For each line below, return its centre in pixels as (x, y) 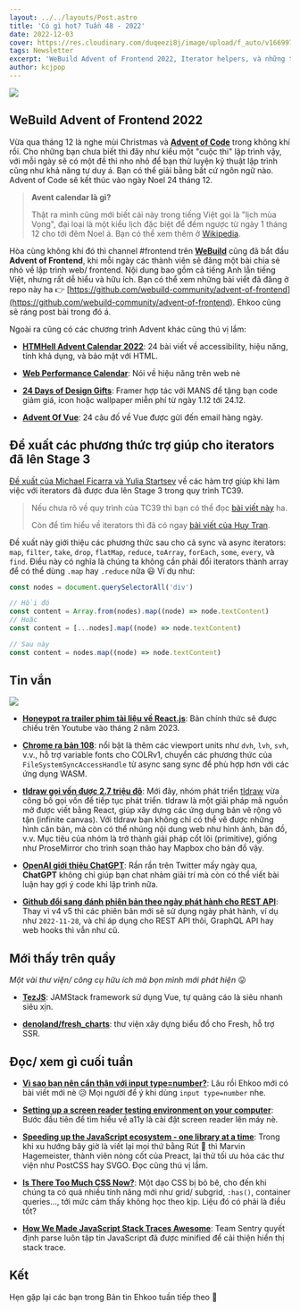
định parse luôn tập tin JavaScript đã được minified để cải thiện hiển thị (153, 1238)
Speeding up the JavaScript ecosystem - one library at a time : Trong (151, 1137)
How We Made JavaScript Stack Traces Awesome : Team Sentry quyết (154, 1229)
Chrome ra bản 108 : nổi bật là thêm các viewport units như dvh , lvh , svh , (155, 745)
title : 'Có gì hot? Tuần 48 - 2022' (77, 26)
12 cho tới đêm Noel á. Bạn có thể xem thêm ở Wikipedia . (136, 233)
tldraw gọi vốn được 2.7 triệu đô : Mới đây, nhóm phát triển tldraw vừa (150, 791)
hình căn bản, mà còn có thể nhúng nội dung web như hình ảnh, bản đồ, (154, 829)
